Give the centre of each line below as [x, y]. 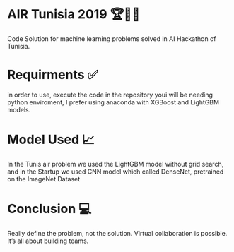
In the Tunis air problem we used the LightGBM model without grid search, [116, 164]
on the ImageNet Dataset [44, 179]
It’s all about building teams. [48, 241]
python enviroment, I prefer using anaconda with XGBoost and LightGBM [113, 102]
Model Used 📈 [51, 140]
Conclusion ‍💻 [49, 209]
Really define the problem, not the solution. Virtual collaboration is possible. [117, 233]
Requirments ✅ [53, 75]
